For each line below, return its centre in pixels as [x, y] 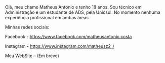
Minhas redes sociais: [27, 27]
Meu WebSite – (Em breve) [32, 56]
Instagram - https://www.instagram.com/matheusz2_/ [60, 46]
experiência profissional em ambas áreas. [48, 17]
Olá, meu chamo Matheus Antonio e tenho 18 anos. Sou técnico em [73, 7]
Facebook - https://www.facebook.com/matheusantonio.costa [69, 37]
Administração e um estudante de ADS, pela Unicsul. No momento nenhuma [83, 12]
